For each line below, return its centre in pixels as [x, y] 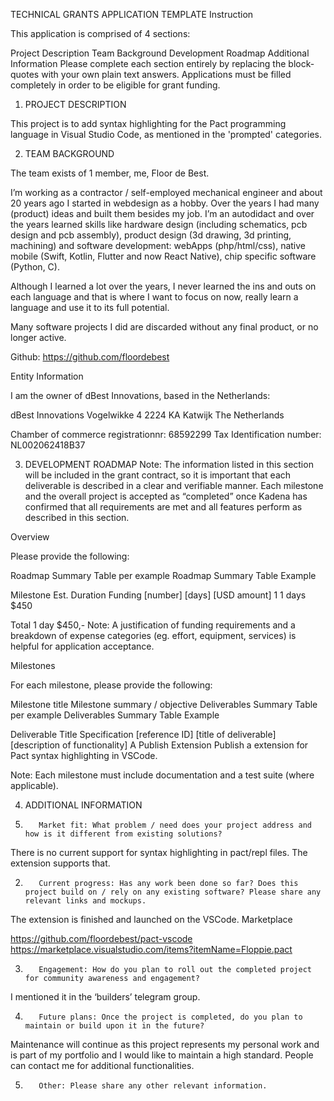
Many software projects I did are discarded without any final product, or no [164, 327]
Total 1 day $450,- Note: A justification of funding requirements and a [153, 625]
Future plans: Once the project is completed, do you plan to [170, 1017]
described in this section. [77, 517]
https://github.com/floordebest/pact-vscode [101, 938]
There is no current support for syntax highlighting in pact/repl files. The [159, 852]
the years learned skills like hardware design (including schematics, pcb [159, 224]
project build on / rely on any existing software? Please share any [173, 892]
